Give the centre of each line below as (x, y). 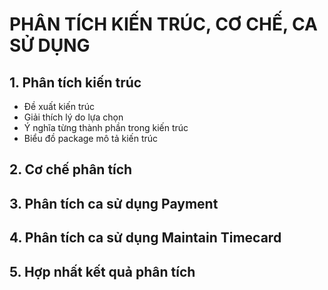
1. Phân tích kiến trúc (75, 82)
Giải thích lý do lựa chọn (73, 117)
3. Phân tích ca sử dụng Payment (114, 203)
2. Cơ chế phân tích (71, 169)
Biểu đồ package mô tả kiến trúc (91, 138)
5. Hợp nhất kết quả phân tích (102, 271)
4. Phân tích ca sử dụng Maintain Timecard (145, 238)
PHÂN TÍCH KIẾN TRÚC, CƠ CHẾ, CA (163, 24)
